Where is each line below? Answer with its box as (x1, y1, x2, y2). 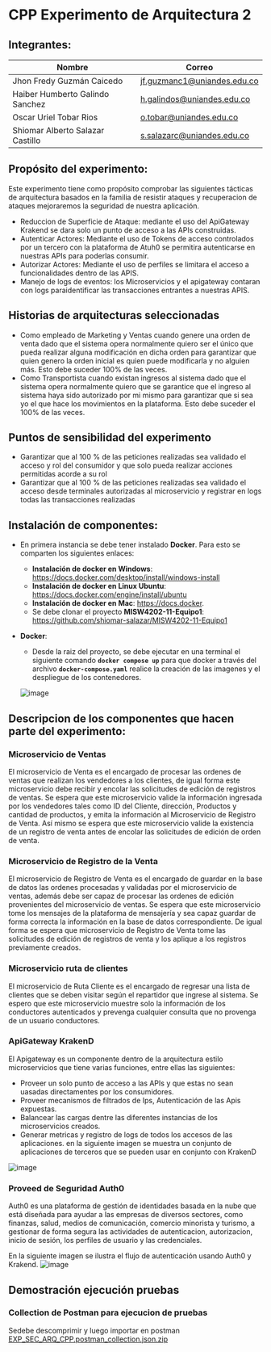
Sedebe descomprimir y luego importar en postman (8, 1325, 180, 1335)
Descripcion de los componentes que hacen (8, 712, 235, 725)
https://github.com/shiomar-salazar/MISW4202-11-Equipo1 (31, 615, 227, 625)
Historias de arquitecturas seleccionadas (8, 309, 220, 322)
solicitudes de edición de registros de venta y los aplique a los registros (8, 934, 247, 944)
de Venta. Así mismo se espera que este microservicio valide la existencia (8, 818, 254, 828)
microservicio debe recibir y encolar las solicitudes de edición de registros (8, 783, 256, 793)
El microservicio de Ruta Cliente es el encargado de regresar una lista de (8, 981, 250, 991)
